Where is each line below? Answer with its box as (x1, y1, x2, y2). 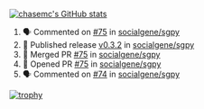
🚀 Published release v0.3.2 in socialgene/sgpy (22, 40, 195, 50)
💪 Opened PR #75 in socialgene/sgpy (22, 59, 162, 69)
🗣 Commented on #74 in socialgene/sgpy (22, 68, 181, 79)
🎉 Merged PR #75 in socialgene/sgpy (22, 50, 161, 59)
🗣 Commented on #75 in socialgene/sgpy (22, 27, 181, 37)
